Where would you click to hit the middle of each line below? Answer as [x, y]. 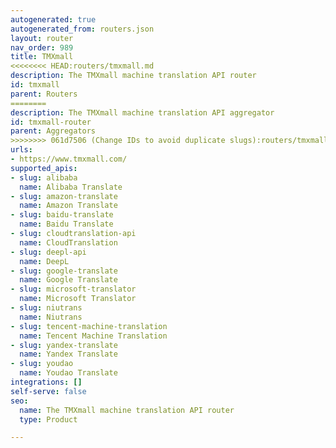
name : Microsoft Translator [78, 299]
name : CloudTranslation [68, 242]
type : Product [48, 419]
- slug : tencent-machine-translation [89, 326]
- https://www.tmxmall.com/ [69, 159]
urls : [21, 150]
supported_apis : [44, 168]
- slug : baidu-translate [62, 215]
